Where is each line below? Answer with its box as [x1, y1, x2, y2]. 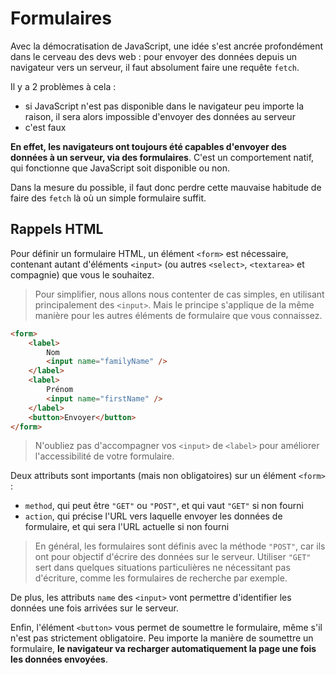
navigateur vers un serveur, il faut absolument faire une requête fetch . [10, 61, 300, 73]
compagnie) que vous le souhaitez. [10, 268, 155, 281]
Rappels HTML [10, 221, 104, 238]
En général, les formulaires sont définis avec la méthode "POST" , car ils [34, 540, 326, 552]
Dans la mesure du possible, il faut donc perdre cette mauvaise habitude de [10, 181, 322, 193]
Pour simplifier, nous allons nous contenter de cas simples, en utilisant [34, 288, 325, 300]
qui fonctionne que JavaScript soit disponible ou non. [10, 162, 231, 174]
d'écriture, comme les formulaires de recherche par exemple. [34, 572, 288, 584]
